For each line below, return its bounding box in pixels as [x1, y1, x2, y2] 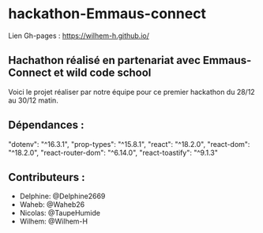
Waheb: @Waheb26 [19, 200, 85, 209]
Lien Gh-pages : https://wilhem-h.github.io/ [8, 31, 150, 40]
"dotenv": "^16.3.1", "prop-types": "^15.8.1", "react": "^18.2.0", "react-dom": [8, 139, 250, 148]
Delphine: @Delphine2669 [19, 191, 106, 201]
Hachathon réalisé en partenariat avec [8, 54, 201, 67]
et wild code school [54, 66, 152, 80]
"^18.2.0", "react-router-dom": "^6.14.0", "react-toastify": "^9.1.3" [8, 148, 219, 157]
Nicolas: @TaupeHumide [19, 209, 101, 218]
